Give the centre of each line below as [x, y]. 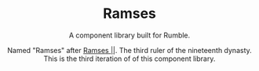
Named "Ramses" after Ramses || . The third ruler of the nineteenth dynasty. [129, 50]
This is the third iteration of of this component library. [129, 59]
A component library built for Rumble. [129, 35]
